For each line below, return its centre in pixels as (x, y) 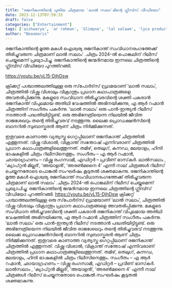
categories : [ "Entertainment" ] (39, 24)
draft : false (19, 19)
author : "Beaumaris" (27, 34)
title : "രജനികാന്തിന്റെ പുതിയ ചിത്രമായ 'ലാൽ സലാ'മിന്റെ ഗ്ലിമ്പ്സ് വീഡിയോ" (83, 10)
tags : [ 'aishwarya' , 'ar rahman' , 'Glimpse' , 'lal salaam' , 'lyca (78, 29)
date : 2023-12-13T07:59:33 (34, 15)
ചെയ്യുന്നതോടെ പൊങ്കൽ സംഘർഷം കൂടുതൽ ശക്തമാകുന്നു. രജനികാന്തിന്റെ (84, 171)
